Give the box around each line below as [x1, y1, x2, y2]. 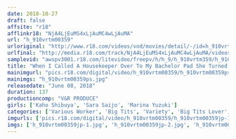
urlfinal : [7, 50, 37, 57]
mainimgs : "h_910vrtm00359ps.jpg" [7, 75, 109, 83]
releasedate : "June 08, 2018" [7, 82, 96, 89]
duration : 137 [7, 88, 49, 95]
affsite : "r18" [7, 23, 52, 30]
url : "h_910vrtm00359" [7, 37, 74, 44]
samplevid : [7, 56, 39, 63]
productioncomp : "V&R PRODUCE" [7, 95, 99, 102]
